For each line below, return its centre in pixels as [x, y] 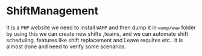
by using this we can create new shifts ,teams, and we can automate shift [97, 33]
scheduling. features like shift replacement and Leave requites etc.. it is [95, 40]
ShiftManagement [52, 11]
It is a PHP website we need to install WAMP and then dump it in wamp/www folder [101, 27]
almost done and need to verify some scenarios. [66, 46]
